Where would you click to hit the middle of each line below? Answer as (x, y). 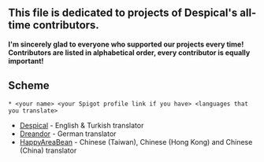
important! (26, 61)
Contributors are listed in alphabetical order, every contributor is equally (129, 52)
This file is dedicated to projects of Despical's (123, 13)
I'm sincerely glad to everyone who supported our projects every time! (126, 44)
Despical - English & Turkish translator (82, 125)
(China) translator (48, 150)
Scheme (29, 86)
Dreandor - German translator (68, 134)
